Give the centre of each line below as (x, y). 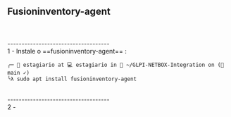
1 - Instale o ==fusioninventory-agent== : (67, 51)
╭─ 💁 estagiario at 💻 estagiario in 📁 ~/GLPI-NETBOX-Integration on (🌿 (115, 65)
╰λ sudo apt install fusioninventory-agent (72, 79)
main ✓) (19, 73)
